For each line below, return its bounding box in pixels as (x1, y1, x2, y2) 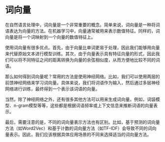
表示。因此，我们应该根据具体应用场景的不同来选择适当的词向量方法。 (9, 131, 151, 137)
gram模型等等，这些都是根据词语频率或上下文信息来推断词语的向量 (18, 102, 154, 108)
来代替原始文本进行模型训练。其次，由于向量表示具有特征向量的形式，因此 (5, 50, 156, 57)
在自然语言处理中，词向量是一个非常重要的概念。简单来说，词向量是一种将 (5, 22, 156, 28)
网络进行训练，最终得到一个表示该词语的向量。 (5, 86, 100, 92)
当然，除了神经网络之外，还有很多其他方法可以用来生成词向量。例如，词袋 (5, 96, 156, 102)
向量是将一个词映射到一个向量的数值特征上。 (5, 34, 96, 40)
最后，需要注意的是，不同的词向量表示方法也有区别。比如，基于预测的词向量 (5, 119, 160, 125)
